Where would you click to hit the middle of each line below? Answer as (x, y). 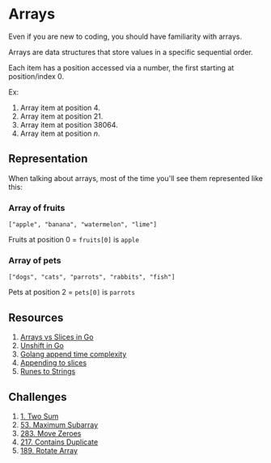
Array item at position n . (60, 133)
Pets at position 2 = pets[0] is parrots (72, 293)
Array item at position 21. (61, 116)
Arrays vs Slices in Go (57, 337)
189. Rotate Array (49, 450)
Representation (48, 159)
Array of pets (35, 260)
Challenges (38, 397)
